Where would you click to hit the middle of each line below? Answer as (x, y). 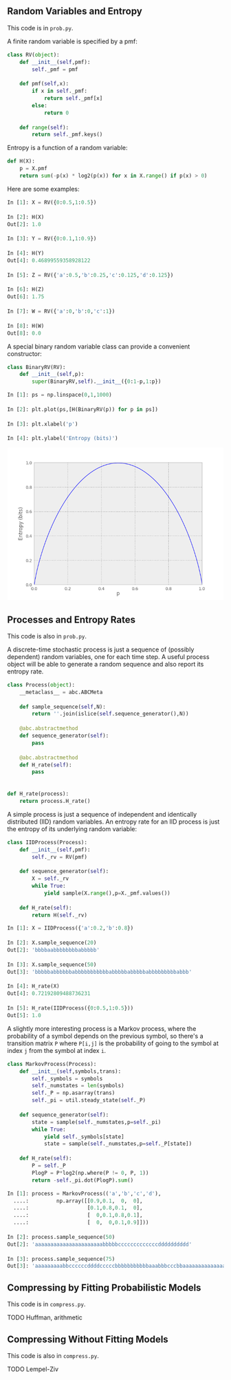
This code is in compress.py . (46, 1304)
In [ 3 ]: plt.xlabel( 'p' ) (43, 424)
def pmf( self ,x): (44, 84)
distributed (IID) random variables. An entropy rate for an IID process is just (113, 822)
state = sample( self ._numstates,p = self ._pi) (97, 1122)
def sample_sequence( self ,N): (63, 707)
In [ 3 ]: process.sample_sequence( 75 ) (61, 1259)
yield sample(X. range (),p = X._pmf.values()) (107, 893)
